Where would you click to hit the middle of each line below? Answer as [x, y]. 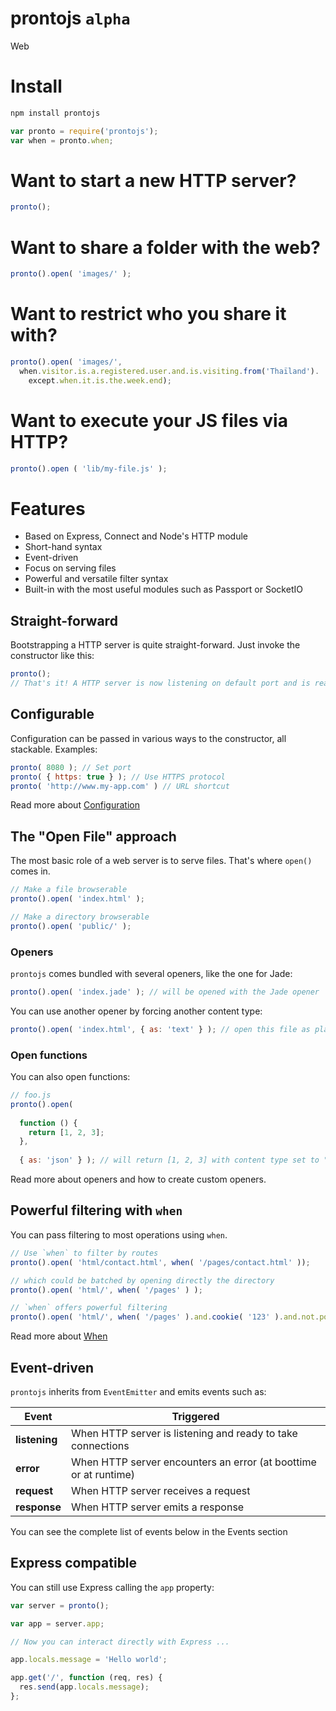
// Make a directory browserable [80, 917]
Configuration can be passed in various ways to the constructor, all [148, 738]
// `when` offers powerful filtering [89, 1308]
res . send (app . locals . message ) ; [84, 1687]
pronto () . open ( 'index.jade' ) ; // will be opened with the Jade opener [165, 992]
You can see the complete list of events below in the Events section [149, 1531]
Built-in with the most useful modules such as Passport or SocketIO [163, 589]
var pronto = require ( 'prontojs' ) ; [84, 131]
